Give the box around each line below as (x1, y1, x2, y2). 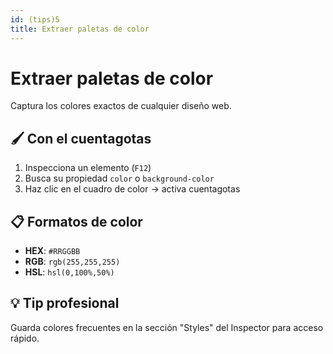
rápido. (10, 332, 40, 344)
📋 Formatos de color (10, 213, 143, 230)
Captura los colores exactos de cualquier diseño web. (10, 100, 232, 112)
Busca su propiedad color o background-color (24, 172, 215, 185)
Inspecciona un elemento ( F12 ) (24, 162, 152, 174)
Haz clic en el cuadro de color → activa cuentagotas (24, 183, 241, 195)
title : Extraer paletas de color (10, 24, 150, 34)
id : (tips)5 (10, 14, 60, 25)
